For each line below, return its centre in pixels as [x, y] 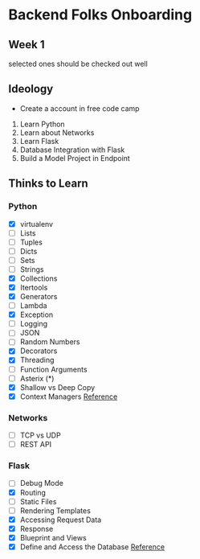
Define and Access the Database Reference [92, 547]
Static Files [38, 501]
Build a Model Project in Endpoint [75, 158]
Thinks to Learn [48, 184]
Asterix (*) [37, 378]
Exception [37, 314]
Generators [39, 296]
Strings [32, 269]
